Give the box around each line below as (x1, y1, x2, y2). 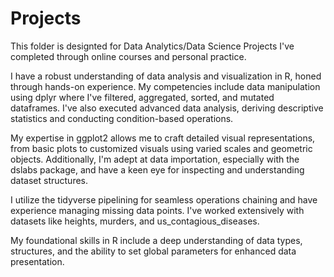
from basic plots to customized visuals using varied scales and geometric (10, 142, 313, 154)
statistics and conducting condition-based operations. (10, 112, 234, 124)
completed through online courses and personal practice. (10, 50, 247, 62)
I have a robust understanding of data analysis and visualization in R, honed (10, 70, 322, 82)
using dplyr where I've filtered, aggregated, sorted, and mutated (10, 91, 275, 103)
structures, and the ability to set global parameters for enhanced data (10, 245, 297, 257)
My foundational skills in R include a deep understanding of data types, (10, 234, 303, 246)
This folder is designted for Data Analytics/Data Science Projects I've (10, 40, 295, 52)
